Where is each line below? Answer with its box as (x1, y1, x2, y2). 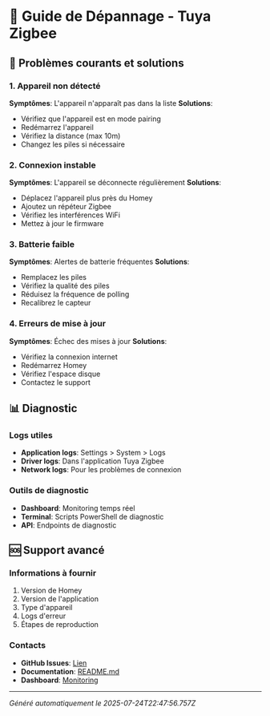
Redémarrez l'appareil (20, 122, 95, 131)
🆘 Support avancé (9, 544, 105, 557)
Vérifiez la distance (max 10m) (20, 131, 121, 140)
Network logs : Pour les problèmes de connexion (20, 465, 182, 475)
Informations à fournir (9, 568, 97, 579)
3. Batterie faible (9, 239, 75, 250)
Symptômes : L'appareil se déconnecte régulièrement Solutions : (9, 178, 222, 188)
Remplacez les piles (20, 273, 87, 282)
